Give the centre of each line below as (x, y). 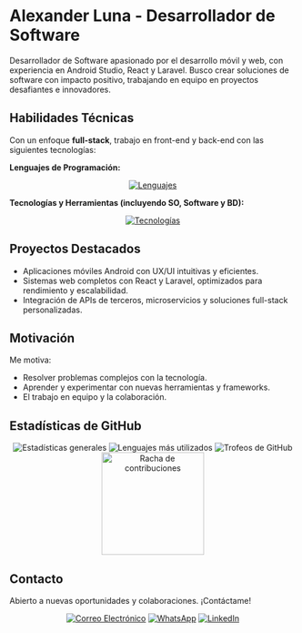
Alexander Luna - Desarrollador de (142, 16)
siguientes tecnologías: (53, 149)
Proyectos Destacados (75, 249)
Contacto (36, 579)
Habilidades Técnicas (72, 118)
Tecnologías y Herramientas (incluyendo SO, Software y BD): (127, 202)
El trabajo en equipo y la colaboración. (95, 397)
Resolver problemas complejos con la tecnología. (115, 378)
